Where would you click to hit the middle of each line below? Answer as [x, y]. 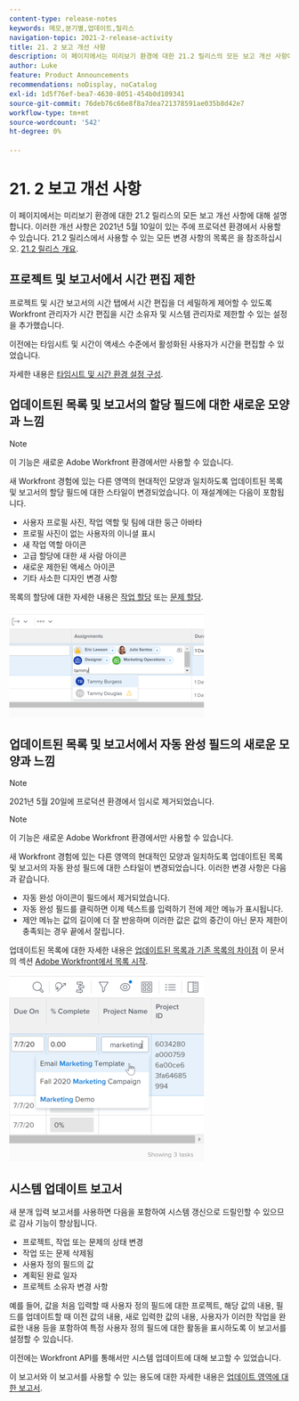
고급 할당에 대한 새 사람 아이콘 [74, 555]
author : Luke [33, 66]
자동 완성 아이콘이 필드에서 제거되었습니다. [96, 898]
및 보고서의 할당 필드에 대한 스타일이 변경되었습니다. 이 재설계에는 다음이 [135, 492]
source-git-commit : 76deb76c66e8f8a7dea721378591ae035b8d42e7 [127, 103]
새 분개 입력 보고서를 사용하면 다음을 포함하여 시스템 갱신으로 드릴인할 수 [135, 1212]
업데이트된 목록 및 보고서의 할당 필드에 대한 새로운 [137, 405]
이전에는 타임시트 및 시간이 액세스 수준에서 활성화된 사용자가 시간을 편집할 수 [142, 344]
